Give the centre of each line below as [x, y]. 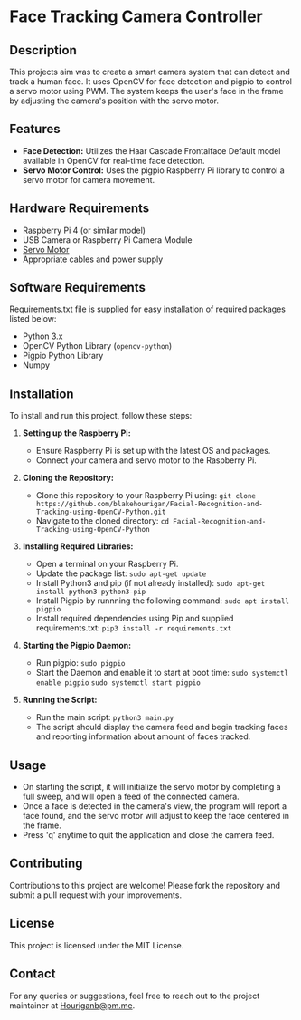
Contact [33, 974]
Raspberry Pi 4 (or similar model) [84, 230]
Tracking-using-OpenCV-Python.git [101, 512]
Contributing [46, 864]
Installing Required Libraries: [78, 546]
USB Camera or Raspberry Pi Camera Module [107, 240]
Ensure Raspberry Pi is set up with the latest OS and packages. [153, 451]
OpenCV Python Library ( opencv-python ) [97, 346]
